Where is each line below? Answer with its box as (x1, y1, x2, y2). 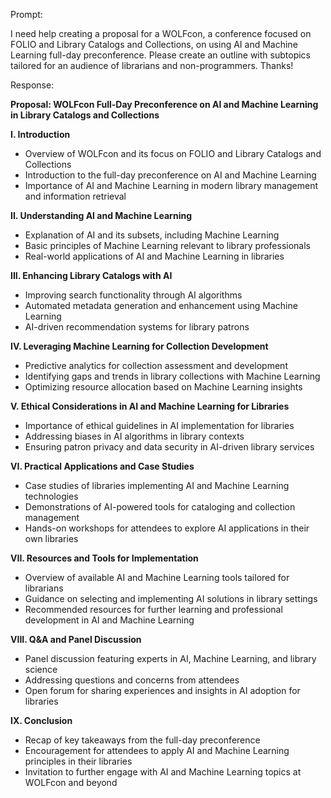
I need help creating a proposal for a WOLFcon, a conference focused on (10, 28, 312, 39)
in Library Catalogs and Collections (10, 109, 160, 121)
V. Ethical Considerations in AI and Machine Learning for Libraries (10, 400, 290, 412)
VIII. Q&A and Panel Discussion (10, 634, 142, 645)
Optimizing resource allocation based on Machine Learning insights (24, 381, 303, 393)
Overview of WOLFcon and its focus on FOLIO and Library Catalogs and (24, 148, 322, 159)
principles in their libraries (24, 755, 133, 767)
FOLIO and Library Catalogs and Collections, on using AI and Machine (10, 39, 298, 50)
